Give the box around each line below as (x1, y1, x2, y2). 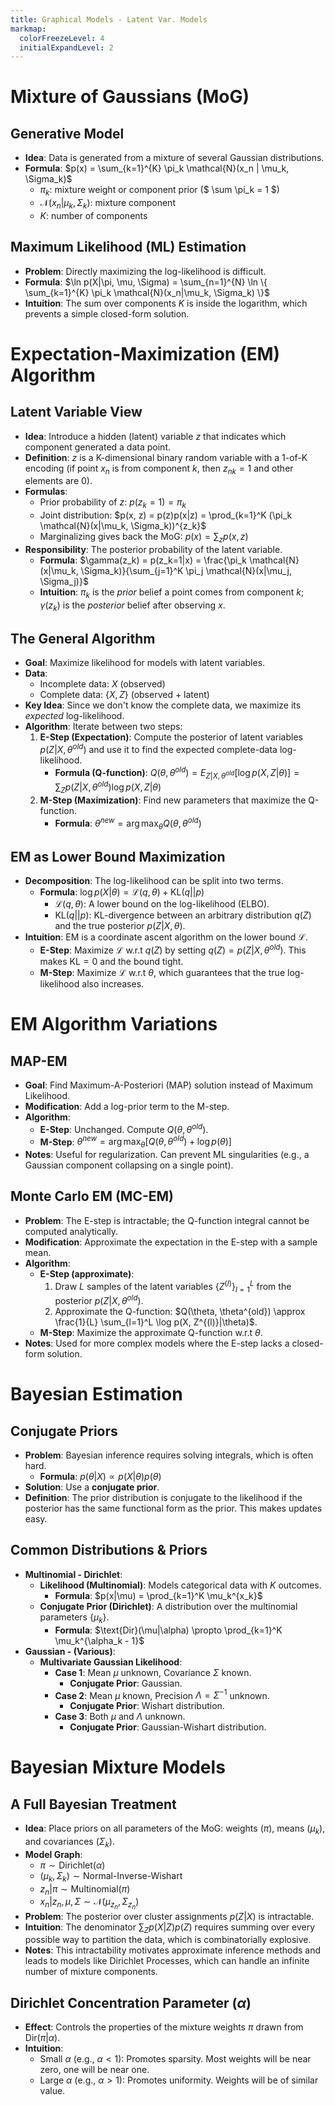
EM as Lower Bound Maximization (10, 848, 226, 865)
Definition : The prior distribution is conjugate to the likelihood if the (24, 1491, 303, 1503)
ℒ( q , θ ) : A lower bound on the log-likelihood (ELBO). (54, 898, 270, 910)
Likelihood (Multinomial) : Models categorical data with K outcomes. (39, 1579, 322, 1591)
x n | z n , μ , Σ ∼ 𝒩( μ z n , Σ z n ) (39, 1896, 140, 1911)
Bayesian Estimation (10, 1383, 183, 1406)
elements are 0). (24, 475, 93, 487)
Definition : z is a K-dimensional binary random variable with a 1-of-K (24, 451, 308, 463)
